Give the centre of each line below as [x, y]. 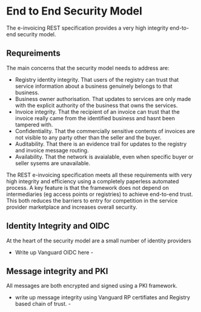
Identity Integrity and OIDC [58, 226]
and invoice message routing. [52, 150]
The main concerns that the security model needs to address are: [88, 68]
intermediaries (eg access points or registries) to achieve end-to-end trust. [100, 194]
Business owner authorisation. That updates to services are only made [103, 99]
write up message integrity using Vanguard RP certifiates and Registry [103, 297]
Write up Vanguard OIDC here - [54, 252]
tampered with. [34, 125]
